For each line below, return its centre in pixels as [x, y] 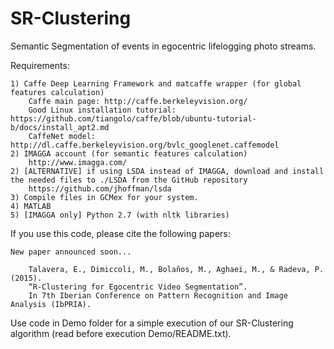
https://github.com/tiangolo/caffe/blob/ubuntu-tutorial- [133, 118]
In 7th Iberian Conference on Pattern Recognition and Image [158, 295]
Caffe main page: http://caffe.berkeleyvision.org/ [138, 101]
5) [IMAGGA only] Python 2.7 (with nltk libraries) [120, 215]
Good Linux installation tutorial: [102, 110]
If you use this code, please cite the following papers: [120, 233]
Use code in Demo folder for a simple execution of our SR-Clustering [152, 323]
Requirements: [40, 65]
